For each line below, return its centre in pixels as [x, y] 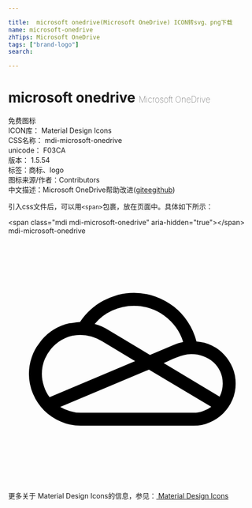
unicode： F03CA [37, 150]
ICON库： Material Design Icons [60, 130]
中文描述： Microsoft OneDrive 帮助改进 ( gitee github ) [92, 190]
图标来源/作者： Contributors [54, 180]
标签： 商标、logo [36, 170]
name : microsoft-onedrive [50, 30]
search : [21, 52]
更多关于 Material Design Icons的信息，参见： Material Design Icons [119, 496]
